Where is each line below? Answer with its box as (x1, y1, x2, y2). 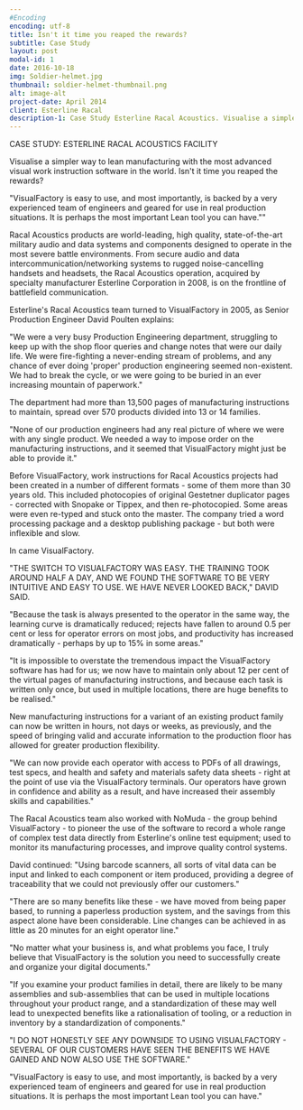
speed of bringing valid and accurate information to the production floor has (9, 730, 292, 741)
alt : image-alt (9, 88, 67, 97)
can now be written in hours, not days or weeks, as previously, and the (9, 721, 272, 732)
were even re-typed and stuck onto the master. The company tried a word (9, 509, 284, 520)
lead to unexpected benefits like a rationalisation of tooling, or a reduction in (9, 1008, 292, 1019)
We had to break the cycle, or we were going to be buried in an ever (9, 370, 262, 381)
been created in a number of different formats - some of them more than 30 (9, 480, 291, 491)
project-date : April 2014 (9, 97, 106, 106)
